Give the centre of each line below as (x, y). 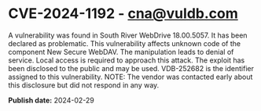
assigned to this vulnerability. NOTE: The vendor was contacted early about (130, 77)
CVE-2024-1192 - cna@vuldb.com (123, 14)
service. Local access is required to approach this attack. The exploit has (127, 60)
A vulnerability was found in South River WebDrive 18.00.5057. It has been (128, 35)
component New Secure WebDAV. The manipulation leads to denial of (121, 52)
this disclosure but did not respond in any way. (84, 85)
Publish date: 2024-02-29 (51, 100)
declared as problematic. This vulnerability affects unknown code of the (125, 43)
